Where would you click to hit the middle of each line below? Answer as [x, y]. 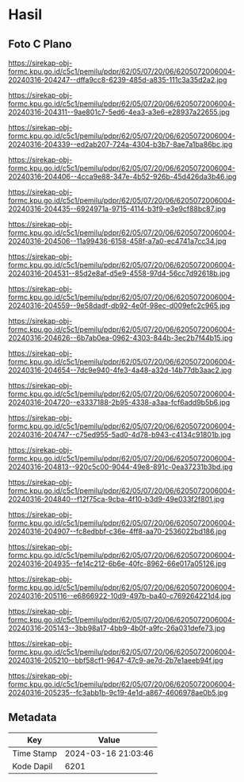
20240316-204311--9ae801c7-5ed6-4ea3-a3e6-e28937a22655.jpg [119, 112]
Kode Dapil [32, 766]
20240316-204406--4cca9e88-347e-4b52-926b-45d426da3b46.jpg [122, 177]
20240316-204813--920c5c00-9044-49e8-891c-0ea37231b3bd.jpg [121, 467]
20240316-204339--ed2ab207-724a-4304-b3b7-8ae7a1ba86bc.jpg [120, 144]
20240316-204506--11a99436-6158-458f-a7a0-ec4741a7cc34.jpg [118, 241]
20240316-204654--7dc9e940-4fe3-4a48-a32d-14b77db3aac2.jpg [120, 370]
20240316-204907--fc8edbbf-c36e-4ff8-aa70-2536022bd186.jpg [118, 531]
